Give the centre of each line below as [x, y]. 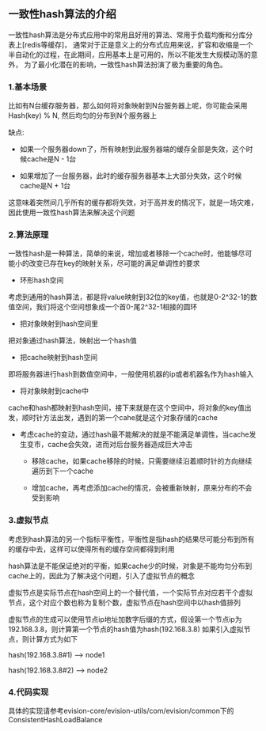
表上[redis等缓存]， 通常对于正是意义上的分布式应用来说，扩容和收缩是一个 [131, 44]
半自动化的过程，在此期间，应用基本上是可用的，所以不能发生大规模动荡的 [129, 55]
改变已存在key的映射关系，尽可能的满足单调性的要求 [114, 263]
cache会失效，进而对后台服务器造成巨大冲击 [120, 445]
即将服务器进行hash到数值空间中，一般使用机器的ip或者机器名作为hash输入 [131, 374]
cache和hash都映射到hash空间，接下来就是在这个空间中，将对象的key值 [127, 408]
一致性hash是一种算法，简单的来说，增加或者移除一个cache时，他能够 [123, 254]
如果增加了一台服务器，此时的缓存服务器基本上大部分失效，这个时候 [131, 176]
